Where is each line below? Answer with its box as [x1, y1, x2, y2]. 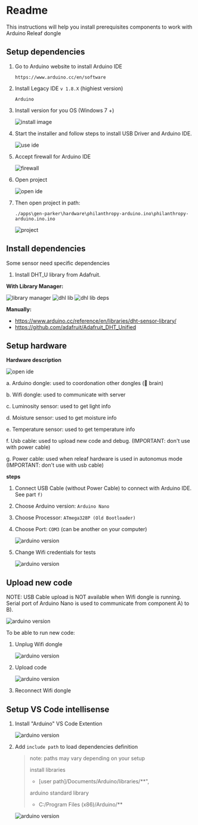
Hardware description [6, 356, 61, 364]
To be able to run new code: [6, 629, 76, 637]
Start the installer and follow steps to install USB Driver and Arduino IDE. [14, 129, 192, 137]
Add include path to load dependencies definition [14, 743, 138, 750]
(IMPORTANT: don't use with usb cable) [6, 461, 104, 469]
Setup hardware [6, 340, 67, 351]
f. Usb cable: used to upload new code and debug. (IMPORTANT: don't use [6, 438, 190, 445]
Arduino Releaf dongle [6, 29, 61, 36]
